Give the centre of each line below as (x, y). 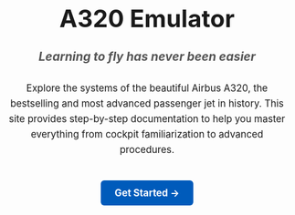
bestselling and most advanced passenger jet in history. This (147, 104)
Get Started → (147, 192)
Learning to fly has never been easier (147, 57)
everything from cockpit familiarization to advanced (147, 135)
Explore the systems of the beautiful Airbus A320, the (147, 88)
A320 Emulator (147, 19)
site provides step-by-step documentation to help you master (147, 119)
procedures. (147, 149)
